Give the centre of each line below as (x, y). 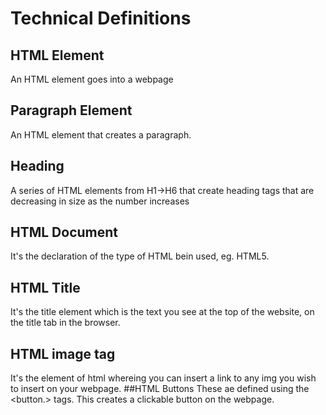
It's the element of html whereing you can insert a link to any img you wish (163, 378)
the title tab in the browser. (65, 323)
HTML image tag (63, 353)
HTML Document (64, 232)
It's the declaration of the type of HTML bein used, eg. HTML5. (140, 256)
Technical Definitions (101, 18)
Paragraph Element (71, 110)
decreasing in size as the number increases (100, 201)
